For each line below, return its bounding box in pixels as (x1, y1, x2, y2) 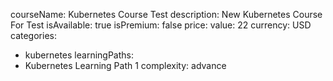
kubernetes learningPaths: (24, 49, 134, 61)
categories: (10, 30, 57, 41)
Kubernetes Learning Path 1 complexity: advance (24, 60, 227, 71)
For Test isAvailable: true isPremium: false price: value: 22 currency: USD (10, 19, 312, 31)
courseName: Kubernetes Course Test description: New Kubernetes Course (10, 9, 323, 20)
